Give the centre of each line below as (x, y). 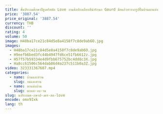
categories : (17, 73)
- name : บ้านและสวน (27, 77)
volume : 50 (16, 37)
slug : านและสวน (28, 81)
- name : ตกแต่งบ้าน (26, 86)
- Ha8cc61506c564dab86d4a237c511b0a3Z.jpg (53, 64)
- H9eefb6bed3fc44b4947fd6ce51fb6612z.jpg (53, 55)
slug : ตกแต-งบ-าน (30, 91)
